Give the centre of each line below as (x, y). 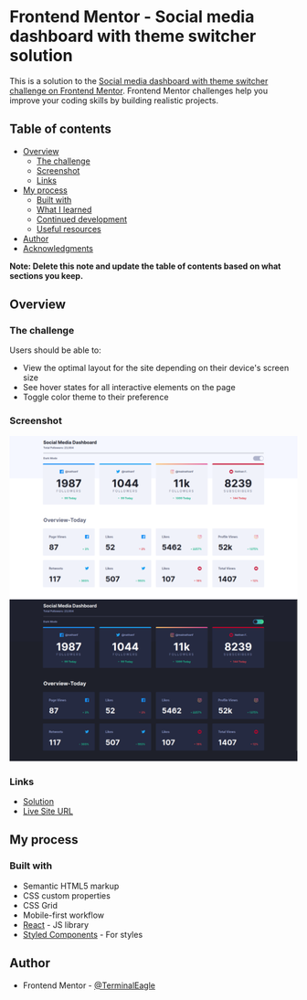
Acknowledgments (58, 248)
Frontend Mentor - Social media (132, 17)
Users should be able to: (56, 350)
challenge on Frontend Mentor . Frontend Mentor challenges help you (138, 90)
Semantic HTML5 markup (71, 886)
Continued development (82, 219)
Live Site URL (48, 812)
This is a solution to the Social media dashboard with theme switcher (139, 80)
